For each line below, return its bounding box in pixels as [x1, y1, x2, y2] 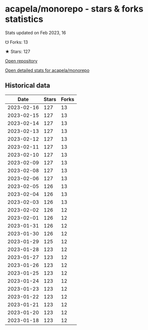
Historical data [5, 82, 50, 90]
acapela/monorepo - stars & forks [5, 3, 144, 15]
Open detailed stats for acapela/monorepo [5, 67, 89, 73]
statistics [5, 14, 44, 25]
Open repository [5, 58, 38, 64]
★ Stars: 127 [5, 49, 30, 54]
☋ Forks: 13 [5, 39, 28, 45]
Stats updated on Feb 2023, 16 [5, 30, 66, 35]
